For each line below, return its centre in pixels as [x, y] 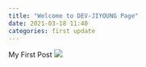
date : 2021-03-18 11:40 [48, 23]
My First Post [30, 55]
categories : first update [52, 31]
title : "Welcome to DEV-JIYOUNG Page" [73, 16]
